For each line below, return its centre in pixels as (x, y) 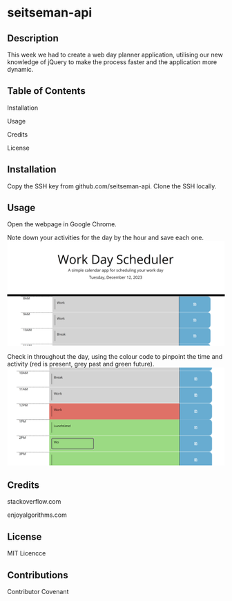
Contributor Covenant (38, 591)
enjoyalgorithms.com (37, 515)
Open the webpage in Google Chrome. (62, 224)
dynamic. (20, 69)
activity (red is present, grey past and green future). (81, 364)
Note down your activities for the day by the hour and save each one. (106, 238)
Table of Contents (47, 91)
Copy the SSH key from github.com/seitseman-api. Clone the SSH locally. (112, 186)
